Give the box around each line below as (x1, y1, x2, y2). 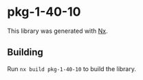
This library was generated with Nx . (7, 27, 108, 35)
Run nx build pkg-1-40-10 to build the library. (7, 64, 136, 72)
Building (7, 46, 43, 58)
